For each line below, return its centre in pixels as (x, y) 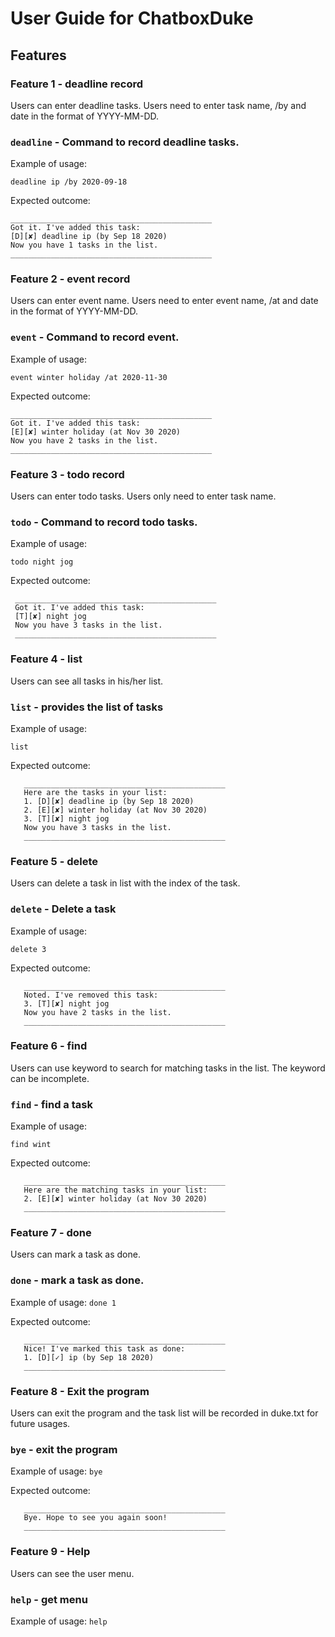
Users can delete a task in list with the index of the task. (125, 883)
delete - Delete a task (63, 909)
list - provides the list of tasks (87, 707)
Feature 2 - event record (70, 279)
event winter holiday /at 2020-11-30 (89, 377)
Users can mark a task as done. (75, 1254)
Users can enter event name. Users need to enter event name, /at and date (164, 301)
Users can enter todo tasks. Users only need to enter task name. (143, 496)
